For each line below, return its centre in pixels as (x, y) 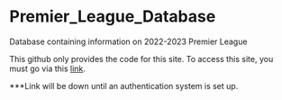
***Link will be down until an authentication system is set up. (124, 86)
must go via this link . (47, 68)
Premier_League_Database (113, 17)
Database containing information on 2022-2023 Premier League (128, 41)
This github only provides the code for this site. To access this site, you (141, 59)
